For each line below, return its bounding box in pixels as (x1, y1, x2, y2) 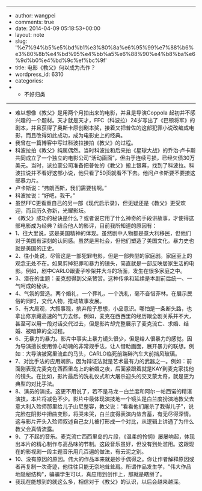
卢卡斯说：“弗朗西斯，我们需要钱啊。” (14, 184, 107, 192)
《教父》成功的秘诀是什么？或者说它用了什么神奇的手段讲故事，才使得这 (14, 214, 194, 222)
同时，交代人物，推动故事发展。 (25, 298, 105, 304)
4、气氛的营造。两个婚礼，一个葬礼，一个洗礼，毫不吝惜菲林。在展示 (14, 290, 188, 297)
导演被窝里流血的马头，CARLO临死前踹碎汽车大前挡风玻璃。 (31, 350, 180, 357)
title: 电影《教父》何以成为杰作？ (14, 64, 96, 71)
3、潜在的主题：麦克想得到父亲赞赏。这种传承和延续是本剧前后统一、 (14, 275, 188, 282)
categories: (14, 77, 43, 84)
